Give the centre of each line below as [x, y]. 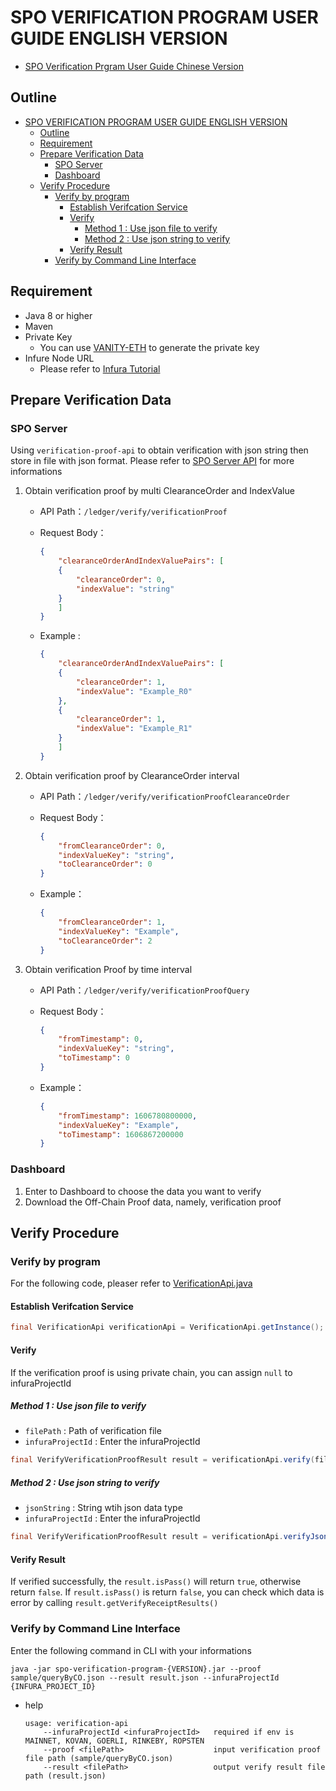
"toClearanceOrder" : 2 [105, 941]
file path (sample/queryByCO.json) [99, 1758]
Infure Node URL [59, 358]
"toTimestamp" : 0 [94, 1058]
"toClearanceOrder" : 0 [105, 864]
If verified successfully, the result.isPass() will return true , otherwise [156, 1582]
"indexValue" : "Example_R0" [134, 691]
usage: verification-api [76, 1723]
